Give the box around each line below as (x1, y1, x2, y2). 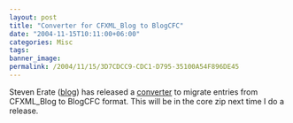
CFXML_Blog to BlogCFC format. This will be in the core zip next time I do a (9, 96, 285, 106)
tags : (9, 46, 29, 55)
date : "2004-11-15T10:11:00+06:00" (9, 29, 141, 38)
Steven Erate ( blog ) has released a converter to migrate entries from (9, 86, 258, 97)
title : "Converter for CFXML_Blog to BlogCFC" (9, 21, 184, 30)
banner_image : (9, 54, 62, 63)
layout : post (9, 12, 58, 22)
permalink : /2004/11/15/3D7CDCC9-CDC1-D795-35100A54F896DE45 (9, 63, 240, 72)
